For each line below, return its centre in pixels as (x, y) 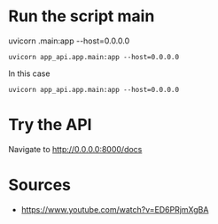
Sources (40, 185)
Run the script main (82, 16)
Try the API (50, 125)
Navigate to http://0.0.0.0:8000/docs (75, 149)
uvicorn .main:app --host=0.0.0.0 (69, 41)
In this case (29, 73)
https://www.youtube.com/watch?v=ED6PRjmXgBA (115, 209)
